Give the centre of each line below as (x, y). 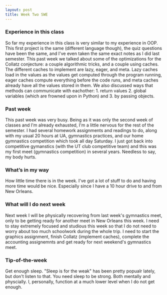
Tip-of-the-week (26, 260)
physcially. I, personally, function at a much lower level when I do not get (80, 281)
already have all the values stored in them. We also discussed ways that (79, 85)
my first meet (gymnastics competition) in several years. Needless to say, (81, 152)
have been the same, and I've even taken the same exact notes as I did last (82, 53)
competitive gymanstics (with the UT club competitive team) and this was (81, 146)
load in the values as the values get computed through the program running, (84, 74)
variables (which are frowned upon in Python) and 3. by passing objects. (80, 96)
